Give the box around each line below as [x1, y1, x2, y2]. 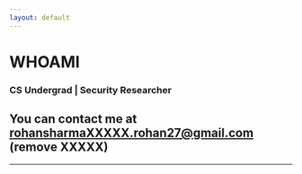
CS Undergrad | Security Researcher [9, 83, 173, 96]
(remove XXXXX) [9, 140, 109, 155]
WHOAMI [9, 51, 81, 72]
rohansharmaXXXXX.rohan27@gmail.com [9, 126, 254, 141]
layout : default [9, 13, 70, 22]
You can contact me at [9, 111, 138, 126]
